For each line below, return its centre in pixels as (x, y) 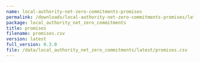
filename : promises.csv (36, 34)
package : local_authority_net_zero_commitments (66, 22)
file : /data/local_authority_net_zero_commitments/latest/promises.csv (97, 50)
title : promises (26, 28)
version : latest (26, 39)
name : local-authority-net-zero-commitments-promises (74, 12)
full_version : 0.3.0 (32, 45)
